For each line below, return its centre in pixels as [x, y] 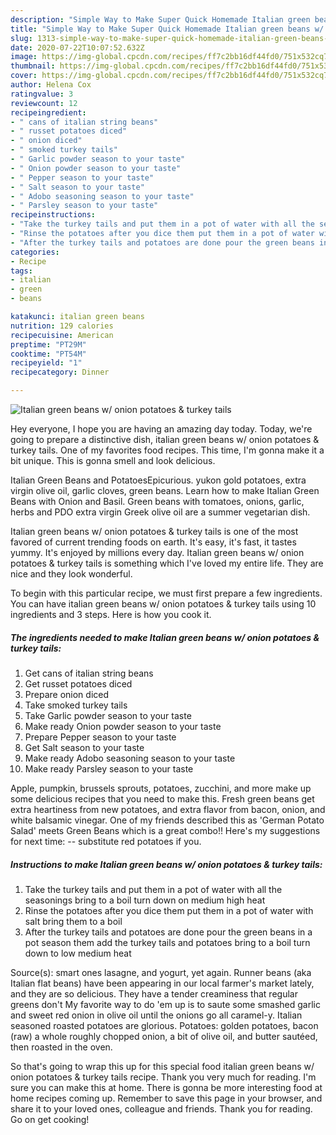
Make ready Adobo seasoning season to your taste [130, 758]
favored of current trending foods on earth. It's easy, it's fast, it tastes [153, 542]
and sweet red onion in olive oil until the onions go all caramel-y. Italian [156, 1015]
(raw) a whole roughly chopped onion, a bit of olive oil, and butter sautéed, [164, 1036]
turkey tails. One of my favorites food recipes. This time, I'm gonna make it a [167, 450]
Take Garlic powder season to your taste [108, 715]
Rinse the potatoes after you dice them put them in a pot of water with [169, 910]
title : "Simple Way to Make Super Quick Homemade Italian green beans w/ [167, 29]
